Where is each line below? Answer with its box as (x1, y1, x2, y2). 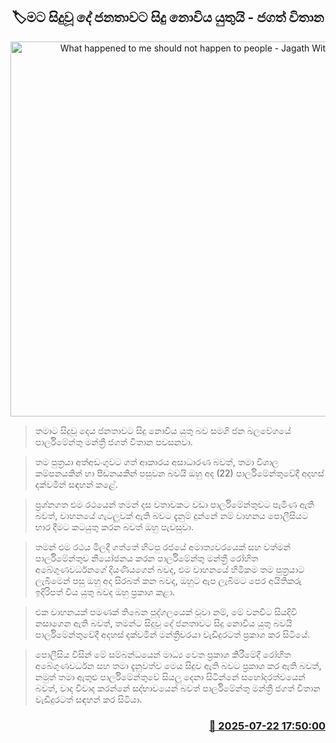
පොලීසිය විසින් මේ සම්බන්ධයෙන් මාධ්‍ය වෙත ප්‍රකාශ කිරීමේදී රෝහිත (34, 648, 292, 660)
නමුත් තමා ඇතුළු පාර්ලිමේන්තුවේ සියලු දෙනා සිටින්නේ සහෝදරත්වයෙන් (34, 670, 306, 683)
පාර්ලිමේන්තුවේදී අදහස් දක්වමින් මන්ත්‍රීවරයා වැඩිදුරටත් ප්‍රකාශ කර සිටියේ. (34, 628, 311, 640)
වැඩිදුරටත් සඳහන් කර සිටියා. (34, 693, 143, 705)
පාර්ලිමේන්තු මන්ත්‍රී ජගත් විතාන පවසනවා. (34, 435, 193, 448)
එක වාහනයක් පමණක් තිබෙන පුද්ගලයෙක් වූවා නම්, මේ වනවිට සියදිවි (34, 605, 298, 618)
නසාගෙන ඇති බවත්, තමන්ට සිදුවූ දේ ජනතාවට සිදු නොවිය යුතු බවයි (34, 617, 293, 629)
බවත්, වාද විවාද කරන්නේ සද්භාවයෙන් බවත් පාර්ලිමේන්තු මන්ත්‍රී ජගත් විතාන (34, 682, 321, 694)
